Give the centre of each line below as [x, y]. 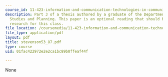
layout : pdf [17, 38]
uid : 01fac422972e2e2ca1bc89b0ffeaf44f [47, 51]
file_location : [21, 28]
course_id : [16, 10]
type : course [19, 47]
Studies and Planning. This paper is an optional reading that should [85, 19]
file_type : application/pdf [34, 33]
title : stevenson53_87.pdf [33, 42]
